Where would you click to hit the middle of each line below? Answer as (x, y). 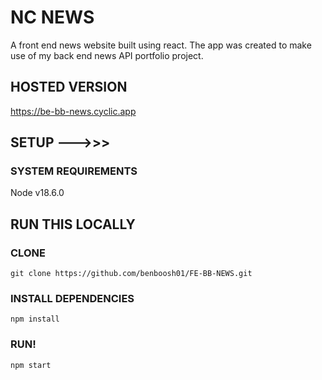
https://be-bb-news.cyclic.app (73, 111)
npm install (35, 319)
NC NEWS (52, 17)
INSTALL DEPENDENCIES (72, 299)
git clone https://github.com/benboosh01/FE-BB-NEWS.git (131, 274)
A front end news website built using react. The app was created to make (161, 45)
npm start (31, 365)
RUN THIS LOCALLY (73, 224)
